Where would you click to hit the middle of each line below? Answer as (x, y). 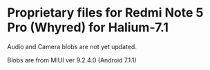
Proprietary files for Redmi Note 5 (105, 13)
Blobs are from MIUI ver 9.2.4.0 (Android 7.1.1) (72, 60)
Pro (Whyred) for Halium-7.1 (88, 27)
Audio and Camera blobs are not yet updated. (72, 46)
